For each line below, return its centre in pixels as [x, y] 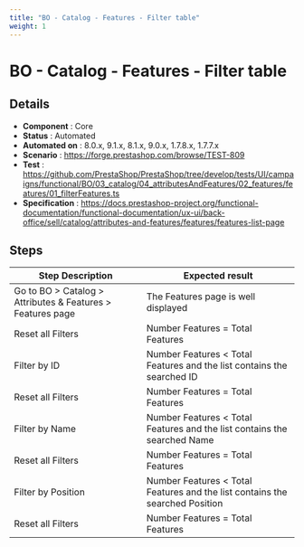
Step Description [76, 276]
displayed [167, 308]
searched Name [180, 440]
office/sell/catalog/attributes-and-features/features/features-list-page [153, 222]
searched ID [172, 377]
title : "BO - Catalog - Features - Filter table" [105, 18]
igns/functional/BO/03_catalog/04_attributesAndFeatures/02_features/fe [158, 184]
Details [29, 104]
